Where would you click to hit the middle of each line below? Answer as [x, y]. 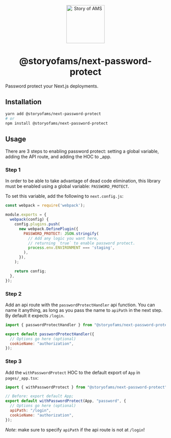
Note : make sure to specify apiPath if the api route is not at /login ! [75, 429]
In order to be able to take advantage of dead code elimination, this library [83, 181]
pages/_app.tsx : [22, 378]
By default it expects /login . [35, 315]
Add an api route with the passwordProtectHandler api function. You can [80, 305]
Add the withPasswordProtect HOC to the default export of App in [73, 372]
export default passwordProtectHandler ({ [50, 334]
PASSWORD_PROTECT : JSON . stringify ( [61, 233]
